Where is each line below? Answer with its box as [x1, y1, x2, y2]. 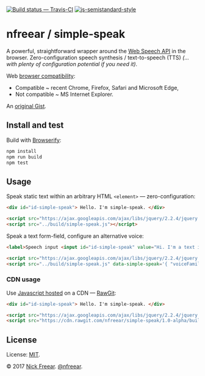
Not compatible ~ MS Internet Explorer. [15, 90, 114, 98]
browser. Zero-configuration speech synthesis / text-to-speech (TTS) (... [6, 54, 190, 61]
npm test [6, 160, 29, 166]
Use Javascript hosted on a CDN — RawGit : [6, 289, 117, 297]
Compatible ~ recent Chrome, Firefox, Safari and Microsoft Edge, [15, 84, 179, 91]
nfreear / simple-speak [6, 28, 126, 41]
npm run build [6, 153, 43, 160]
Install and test [6, 120, 64, 131]
